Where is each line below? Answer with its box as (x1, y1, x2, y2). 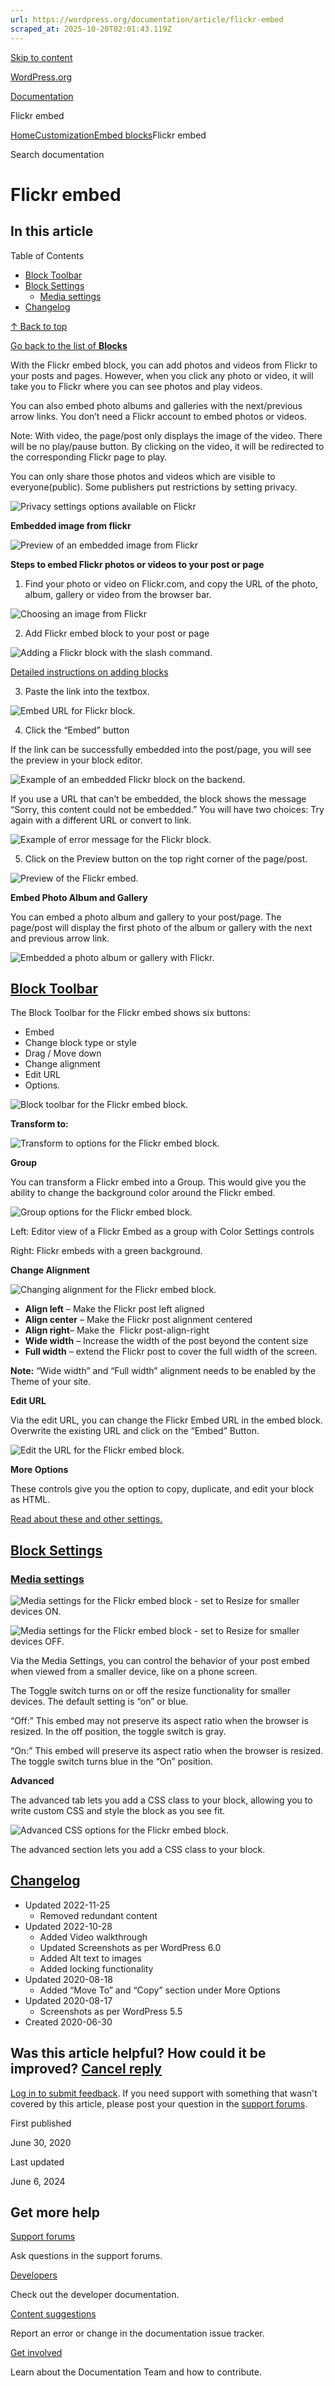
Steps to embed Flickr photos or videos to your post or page (10, 558, 265, 570)
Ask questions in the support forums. (10, 2250, 163, 2262)
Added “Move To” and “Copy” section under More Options (39, 1984, 281, 1996)
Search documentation (10, 148, 105, 160)
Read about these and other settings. (10, 1513, 163, 1525)
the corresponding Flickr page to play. (10, 451, 168, 463)
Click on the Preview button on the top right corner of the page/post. (24, 852, 308, 865)
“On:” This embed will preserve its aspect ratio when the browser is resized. (10, 1745, 324, 1756)
